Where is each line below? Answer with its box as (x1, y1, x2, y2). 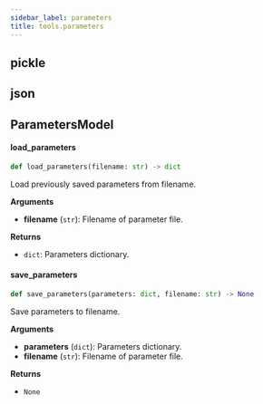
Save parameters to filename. (10, 305, 121, 317)
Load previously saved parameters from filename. (10, 178, 197, 189)
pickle (10, 55, 46, 71)
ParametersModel (10, 117, 114, 132)
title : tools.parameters (10, 22, 104, 31)
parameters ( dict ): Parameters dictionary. (23, 341, 182, 351)
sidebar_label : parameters (10, 13, 112, 23)
